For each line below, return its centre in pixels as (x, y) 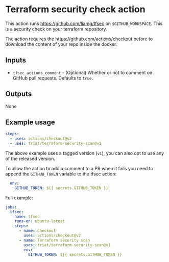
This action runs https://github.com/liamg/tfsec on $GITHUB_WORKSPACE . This (84, 23)
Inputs (16, 60)
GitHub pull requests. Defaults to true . (53, 78)
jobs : (11, 207)
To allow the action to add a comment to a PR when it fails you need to (79, 168)
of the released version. (30, 159)
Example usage (30, 122)
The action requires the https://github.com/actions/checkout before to (79, 39)
